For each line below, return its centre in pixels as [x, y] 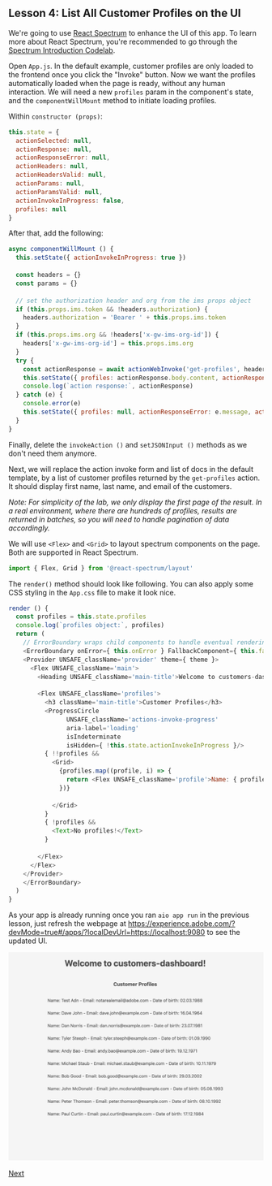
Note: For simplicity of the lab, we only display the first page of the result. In [135, 502]
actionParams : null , [50, 184]
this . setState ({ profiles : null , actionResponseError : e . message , [137, 412]
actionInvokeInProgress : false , [70, 201]
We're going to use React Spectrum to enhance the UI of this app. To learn [133, 32]
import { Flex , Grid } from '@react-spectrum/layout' [101, 568]
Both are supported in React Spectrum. [74, 552]
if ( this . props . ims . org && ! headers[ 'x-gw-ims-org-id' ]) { [117, 335]
